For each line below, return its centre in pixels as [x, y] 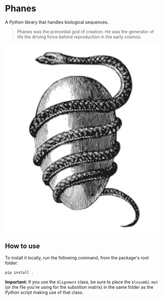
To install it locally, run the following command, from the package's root [77, 258]
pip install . [20, 273]
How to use [22, 246]
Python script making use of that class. [44, 293]
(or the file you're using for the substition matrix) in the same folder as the [79, 287]
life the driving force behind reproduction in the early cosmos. [79, 37]
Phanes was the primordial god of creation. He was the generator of [85, 31]
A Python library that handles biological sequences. [57, 22]
